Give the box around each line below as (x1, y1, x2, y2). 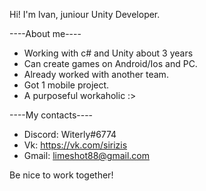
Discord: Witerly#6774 (23, 129, 117, 140)
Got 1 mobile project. (23, 79, 110, 91)
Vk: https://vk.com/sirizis (23, 139, 128, 151)
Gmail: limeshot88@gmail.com (23, 150, 150, 161)
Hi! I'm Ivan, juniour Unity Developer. (9, 9, 161, 20)
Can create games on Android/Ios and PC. (23, 58, 198, 69)
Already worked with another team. (23, 69, 169, 80)
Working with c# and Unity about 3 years (23, 47, 194, 59)
